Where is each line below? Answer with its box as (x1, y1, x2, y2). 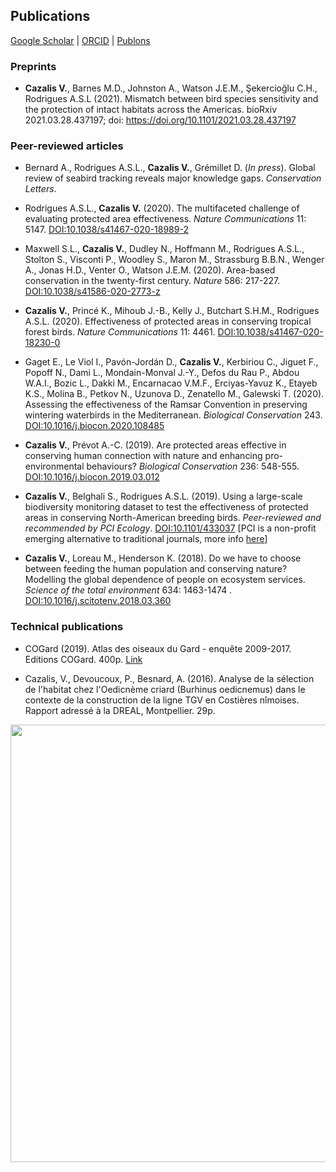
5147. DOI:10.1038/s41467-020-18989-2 (24, 224, 189, 236)
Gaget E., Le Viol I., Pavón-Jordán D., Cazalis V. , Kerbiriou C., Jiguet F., (24, 356, 319, 368)
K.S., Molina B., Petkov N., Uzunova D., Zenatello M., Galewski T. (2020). (24, 388, 325, 400)
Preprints (10, 59, 57, 73)
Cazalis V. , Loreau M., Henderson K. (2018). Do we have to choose (24, 552, 302, 564)
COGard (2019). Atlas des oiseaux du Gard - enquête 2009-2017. (24, 642, 292, 654)
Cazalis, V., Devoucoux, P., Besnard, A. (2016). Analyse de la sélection (24, 672, 315, 684)
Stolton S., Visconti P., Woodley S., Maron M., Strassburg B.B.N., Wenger (24, 254, 325, 266)
